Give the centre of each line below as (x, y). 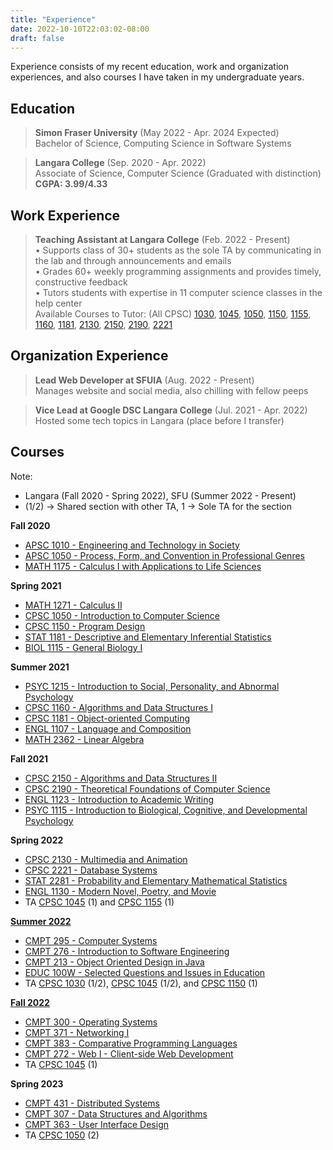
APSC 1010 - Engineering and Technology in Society (132, 545)
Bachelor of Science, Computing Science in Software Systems (163, 143)
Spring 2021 (36, 585)
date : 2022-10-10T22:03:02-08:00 (80, 29)
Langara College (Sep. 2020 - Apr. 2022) (120, 163)
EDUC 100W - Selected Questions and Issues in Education (145, 972)
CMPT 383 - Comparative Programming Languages (131, 1043)
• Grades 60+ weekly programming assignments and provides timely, (178, 271)
